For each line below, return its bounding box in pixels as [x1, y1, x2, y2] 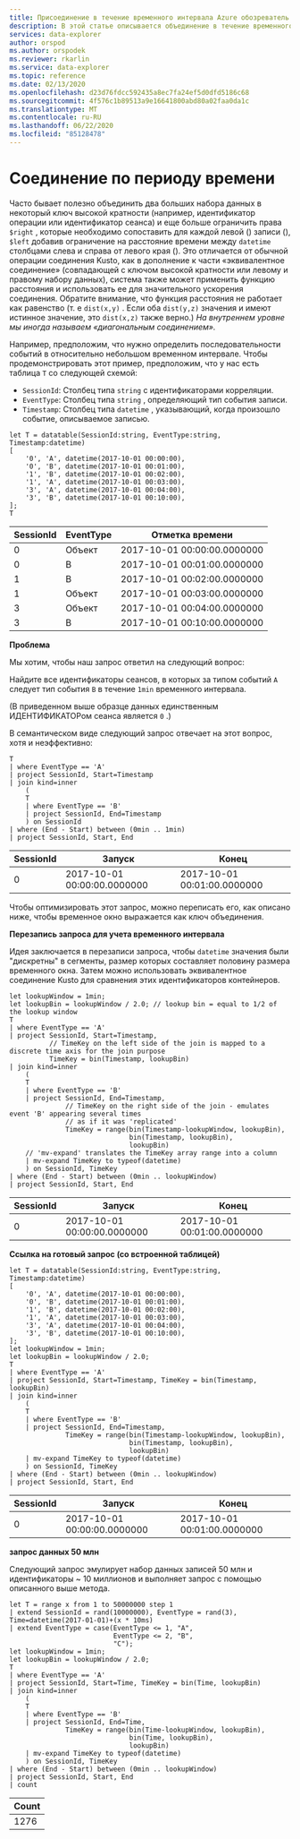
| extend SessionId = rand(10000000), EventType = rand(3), [9, 1608, 238, 1617]
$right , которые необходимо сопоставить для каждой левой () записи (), [9, 226, 291, 237]
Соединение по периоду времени [9, 168, 275, 189]
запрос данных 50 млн [9, 1546, 100, 1557]
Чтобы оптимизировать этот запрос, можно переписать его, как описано [9, 902, 291, 912]
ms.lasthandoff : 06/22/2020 [9, 122, 114, 131]
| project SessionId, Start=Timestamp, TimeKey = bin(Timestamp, [9, 1375, 257, 1384]
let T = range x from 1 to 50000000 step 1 [9, 1600, 174, 1609]
